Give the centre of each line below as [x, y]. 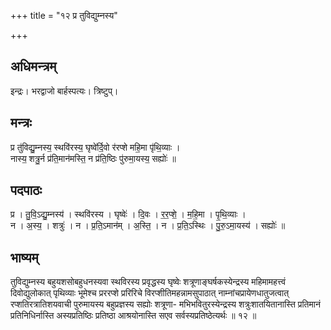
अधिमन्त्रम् [33, 66]
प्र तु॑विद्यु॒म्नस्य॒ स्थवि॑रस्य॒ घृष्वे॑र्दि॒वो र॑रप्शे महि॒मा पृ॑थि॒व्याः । [95, 147]
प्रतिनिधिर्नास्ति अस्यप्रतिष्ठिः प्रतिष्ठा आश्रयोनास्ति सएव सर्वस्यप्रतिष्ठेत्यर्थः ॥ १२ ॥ [133, 316]
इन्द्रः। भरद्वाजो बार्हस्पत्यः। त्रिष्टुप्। [64, 91]
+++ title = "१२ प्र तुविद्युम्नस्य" [64, 15]
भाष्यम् [24, 257]
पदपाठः [26, 190]
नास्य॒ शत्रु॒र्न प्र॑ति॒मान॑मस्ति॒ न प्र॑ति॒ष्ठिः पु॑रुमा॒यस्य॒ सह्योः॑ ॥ [93, 158]
